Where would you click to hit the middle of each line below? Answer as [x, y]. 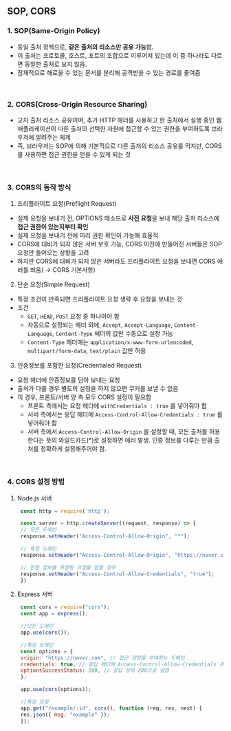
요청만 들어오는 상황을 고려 [53, 253]
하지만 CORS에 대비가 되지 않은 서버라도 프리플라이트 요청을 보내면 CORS [116, 262]
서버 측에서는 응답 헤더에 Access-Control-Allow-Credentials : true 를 [125, 414]
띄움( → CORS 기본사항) [63, 270]
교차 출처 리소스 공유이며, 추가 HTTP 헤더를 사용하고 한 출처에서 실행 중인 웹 [119, 120]
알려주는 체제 [53, 137]
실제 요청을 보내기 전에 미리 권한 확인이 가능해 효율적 [88, 235]
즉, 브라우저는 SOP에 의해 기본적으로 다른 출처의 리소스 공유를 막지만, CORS [119, 146]
